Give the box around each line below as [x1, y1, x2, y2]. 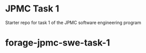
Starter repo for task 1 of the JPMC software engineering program [5, 19, 141, 25]
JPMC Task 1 [5, 3, 59, 14]
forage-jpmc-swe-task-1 [5, 37, 110, 48]
